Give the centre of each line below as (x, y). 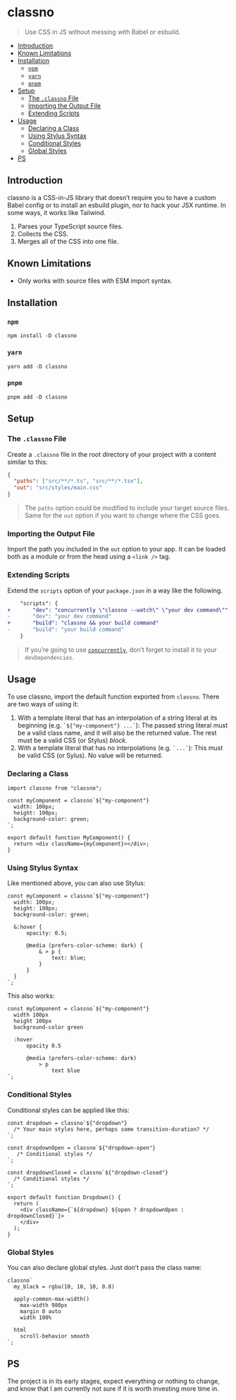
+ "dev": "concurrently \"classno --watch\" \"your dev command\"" (118, 610)
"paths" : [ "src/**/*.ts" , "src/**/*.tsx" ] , (78, 482)
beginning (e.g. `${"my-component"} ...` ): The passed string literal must (123, 725)
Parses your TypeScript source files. (70, 226)
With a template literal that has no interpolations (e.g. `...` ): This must (120, 747)
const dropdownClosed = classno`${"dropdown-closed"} (88, 1172)
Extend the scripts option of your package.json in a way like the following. (115, 590)
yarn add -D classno (38, 366)
